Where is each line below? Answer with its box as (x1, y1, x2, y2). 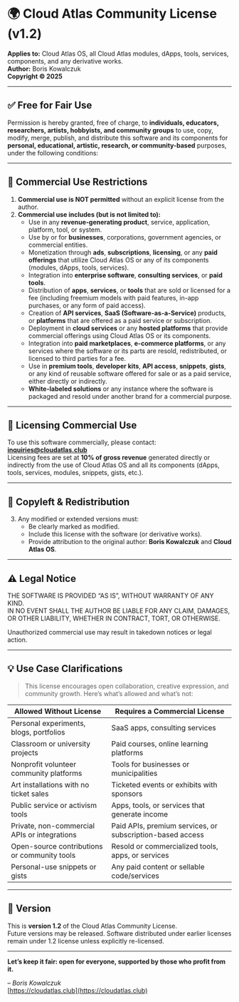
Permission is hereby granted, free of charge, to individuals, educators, (7, 118, 219, 127)
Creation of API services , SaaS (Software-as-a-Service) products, (28, 308, 226, 317)
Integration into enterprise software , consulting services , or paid (28, 270, 223, 279)
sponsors (111, 789, 143, 799)
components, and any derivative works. (7, 56, 123, 65)
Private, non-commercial (11, 821, 95, 831)
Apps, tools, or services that (111, 800, 205, 810)
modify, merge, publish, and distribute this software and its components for (7, 133, 228, 142)
